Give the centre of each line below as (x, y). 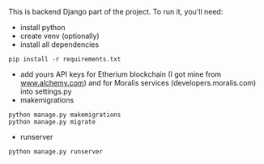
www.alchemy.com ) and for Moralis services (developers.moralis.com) (138, 83)
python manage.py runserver (56, 152)
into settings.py (46, 91)
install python (43, 27)
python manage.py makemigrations (65, 115)
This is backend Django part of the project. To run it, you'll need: (116, 12)
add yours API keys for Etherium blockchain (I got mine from (121, 74)
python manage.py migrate (52, 122)
